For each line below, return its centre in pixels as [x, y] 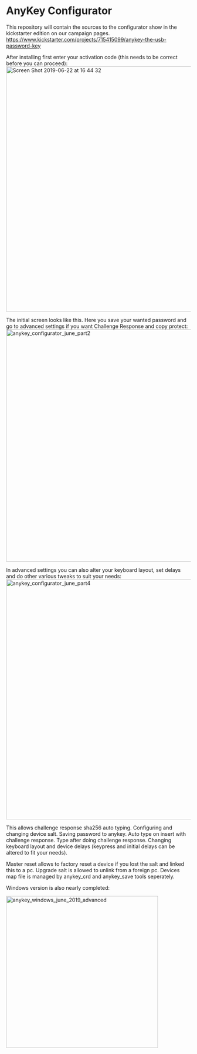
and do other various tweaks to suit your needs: [64, 576]
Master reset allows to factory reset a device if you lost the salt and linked [95, 864]
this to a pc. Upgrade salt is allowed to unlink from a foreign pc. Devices [93, 870]
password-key [23, 46]
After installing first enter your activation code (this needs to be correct [92, 57]
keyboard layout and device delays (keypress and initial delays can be [91, 846]
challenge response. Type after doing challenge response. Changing [89, 840]
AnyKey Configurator [59, 11]
